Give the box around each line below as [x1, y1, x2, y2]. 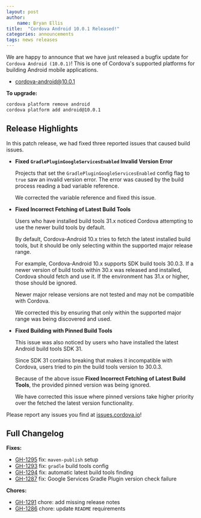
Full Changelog [6, 428, 64, 438]
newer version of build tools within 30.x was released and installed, [14, 266, 182, 273]
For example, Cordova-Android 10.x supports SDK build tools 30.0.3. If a [14, 260, 194, 267]
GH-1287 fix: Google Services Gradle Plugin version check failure [14, 475, 177, 482]
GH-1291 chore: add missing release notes [14, 499, 120, 506]
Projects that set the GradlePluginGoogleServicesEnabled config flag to [14, 169, 190, 177]
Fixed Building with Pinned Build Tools [14, 327, 113, 334]
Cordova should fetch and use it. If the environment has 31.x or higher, [14, 273, 190, 280]
